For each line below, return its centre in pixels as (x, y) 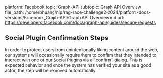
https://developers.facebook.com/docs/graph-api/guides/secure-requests (81, 22)
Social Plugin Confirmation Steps (57, 38)
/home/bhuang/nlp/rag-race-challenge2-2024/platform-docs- (88, 12)
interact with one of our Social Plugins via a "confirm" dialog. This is (74, 60)
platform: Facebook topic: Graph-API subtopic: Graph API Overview (73, 7)
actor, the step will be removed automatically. (51, 70)
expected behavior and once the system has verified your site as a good (78, 65)
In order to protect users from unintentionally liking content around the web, (82, 49)
